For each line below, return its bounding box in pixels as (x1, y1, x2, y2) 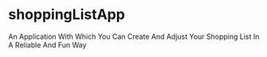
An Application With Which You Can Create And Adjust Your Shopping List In (8, 32, 260, 41)
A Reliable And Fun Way (8, 40, 87, 49)
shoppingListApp (8, 6, 125, 24)
